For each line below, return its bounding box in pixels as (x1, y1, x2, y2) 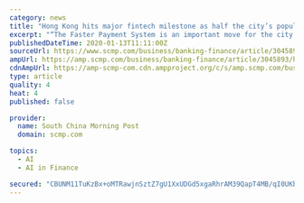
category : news (9, 13, 67, 23)
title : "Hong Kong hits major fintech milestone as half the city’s (9, 22, 273, 31)
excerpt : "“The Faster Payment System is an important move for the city (9, 30, 294, 39)
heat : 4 (9, 88, 39, 97)
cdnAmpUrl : (9, 64, 51, 73)
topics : (9, 146, 39, 156)
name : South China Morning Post (17, 122, 140, 131)
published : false (9, 97, 75, 106)
